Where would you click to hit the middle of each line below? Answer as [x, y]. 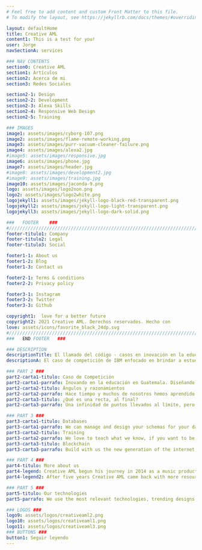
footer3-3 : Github [29, 305]
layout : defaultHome [32, 28]
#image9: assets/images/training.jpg [54, 178]
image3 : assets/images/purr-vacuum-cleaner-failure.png [78, 145]
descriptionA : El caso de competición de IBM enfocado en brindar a [94, 361]
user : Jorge [21, 45]
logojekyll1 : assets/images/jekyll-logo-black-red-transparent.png [93, 201]
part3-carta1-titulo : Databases [47, 421]
